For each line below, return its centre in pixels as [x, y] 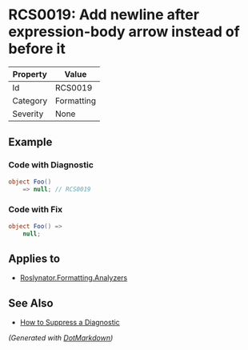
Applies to [34, 258]
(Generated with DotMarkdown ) [61, 338]
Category [30, 100]
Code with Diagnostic [51, 165]
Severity [28, 114]
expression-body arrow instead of [124, 32]
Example [30, 142]
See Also [31, 303]
